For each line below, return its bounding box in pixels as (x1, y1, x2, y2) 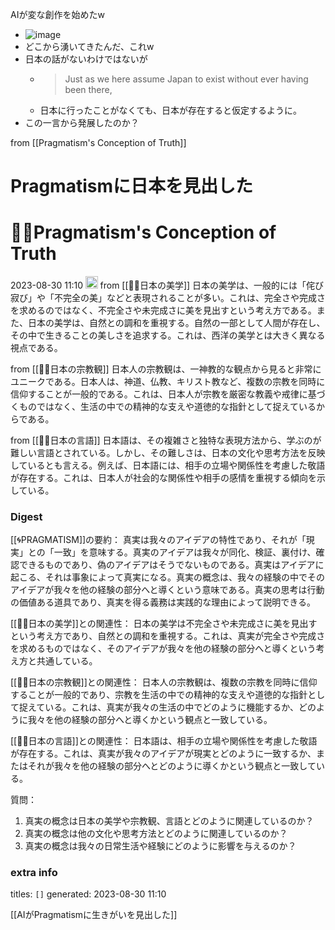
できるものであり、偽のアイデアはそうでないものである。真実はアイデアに (18, 558, 325, 570)
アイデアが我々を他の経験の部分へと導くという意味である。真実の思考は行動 (10, 583, 325, 595)
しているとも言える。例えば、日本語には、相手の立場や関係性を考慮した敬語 (10, 459, 326, 471)
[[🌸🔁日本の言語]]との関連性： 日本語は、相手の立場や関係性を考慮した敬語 (10, 734, 318, 747)
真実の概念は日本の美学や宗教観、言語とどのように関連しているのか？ (24, 814, 315, 827)
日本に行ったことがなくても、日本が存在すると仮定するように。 (39, 104, 303, 116)
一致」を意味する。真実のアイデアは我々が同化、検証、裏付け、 (53, 546, 317, 558)
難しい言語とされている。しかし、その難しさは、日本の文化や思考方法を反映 (10, 446, 326, 458)
